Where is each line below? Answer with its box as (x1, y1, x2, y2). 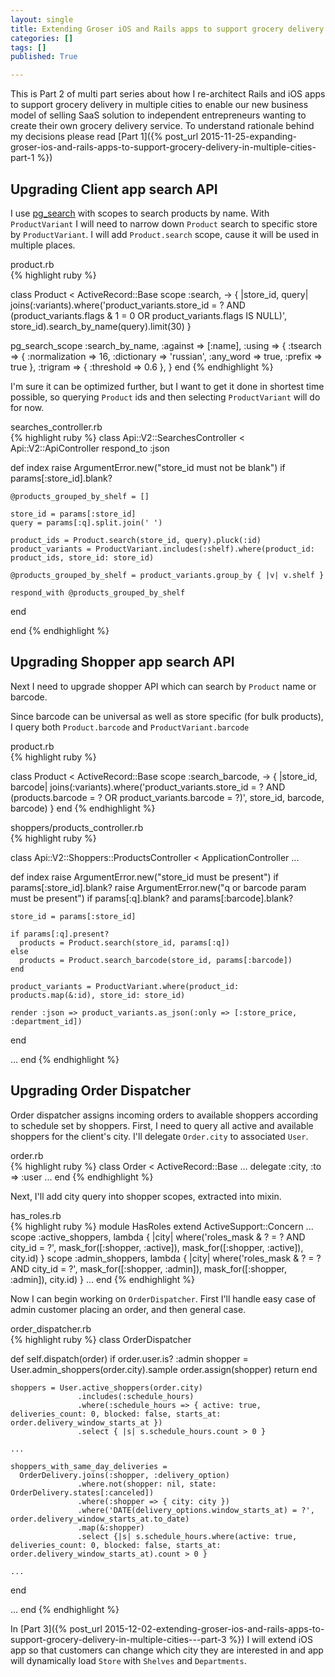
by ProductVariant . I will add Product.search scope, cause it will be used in (10, 228, 320, 240)
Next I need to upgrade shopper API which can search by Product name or (10, 680, 317, 692)
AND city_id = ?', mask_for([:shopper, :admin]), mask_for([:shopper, (10, 1262, 288, 1275)
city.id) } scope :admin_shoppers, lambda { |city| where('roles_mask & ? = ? (10, 1252, 322, 1264)
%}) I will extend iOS (228, 1633, 313, 1645)
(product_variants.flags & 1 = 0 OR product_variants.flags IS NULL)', (10, 309, 288, 321)
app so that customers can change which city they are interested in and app (10, 1644, 324, 1656)
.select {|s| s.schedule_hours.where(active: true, (77, 1531, 298, 1541)
